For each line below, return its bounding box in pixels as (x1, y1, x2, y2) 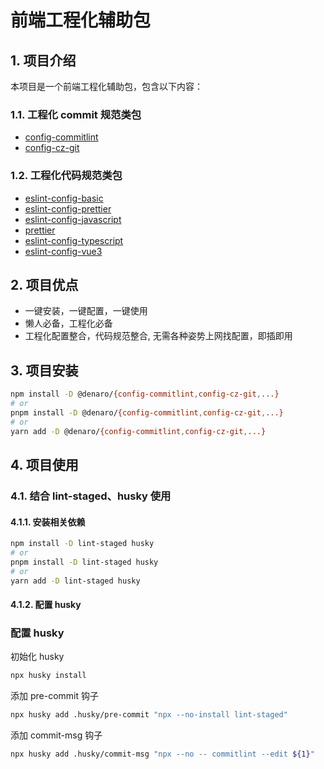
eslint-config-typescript (24, 234, 124, 246)
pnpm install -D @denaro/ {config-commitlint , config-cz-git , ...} (10, 407, 284, 418)
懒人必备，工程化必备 (24, 317, 113, 330)
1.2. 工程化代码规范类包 (10, 169, 123, 183)
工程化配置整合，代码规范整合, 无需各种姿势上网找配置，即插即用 (24, 330, 293, 342)
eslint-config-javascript (24, 213, 122, 225)
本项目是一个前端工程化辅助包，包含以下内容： (10, 81, 203, 92)
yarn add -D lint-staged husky (10, 576, 141, 586)
